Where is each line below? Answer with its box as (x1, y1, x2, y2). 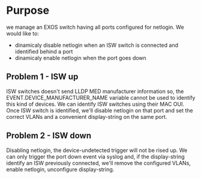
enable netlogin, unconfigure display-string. (6, 166, 115, 173)
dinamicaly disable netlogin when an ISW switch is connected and (14, 41, 179, 49)
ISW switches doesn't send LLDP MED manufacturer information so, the (6, 88, 184, 95)
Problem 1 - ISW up (6, 71, 79, 82)
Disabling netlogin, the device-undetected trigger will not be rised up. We (6, 147, 188, 154)
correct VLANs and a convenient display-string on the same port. (6, 113, 167, 120)
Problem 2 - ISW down (6, 130, 92, 141)
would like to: (6, 29, 39, 37)
